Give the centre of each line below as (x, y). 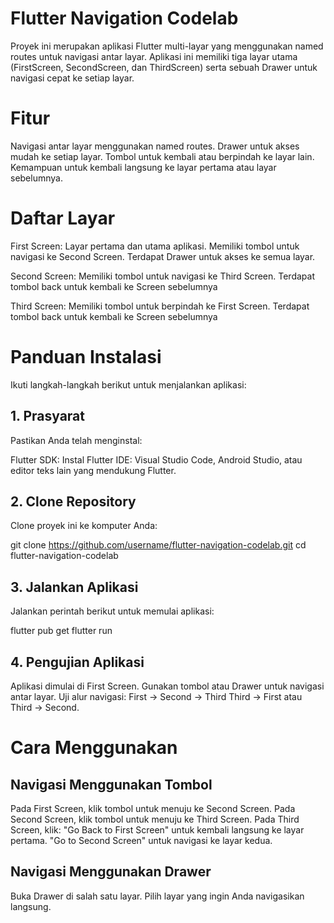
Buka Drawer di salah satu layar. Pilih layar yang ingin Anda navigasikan (157, 896)
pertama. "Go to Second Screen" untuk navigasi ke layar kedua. (141, 840)
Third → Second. (45, 707)
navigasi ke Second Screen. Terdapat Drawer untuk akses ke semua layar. (163, 256)
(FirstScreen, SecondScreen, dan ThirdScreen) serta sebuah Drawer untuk (164, 67)
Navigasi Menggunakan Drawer (111, 872)
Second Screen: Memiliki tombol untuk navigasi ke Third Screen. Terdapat (162, 276)
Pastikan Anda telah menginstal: (76, 440)
